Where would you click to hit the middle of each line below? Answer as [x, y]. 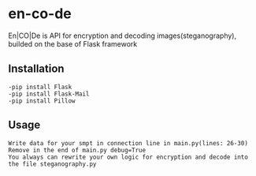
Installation [36, 69]
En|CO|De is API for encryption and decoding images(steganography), [122, 36]
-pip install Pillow [42, 101]
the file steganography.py [52, 164]
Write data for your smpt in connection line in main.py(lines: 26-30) [128, 143]
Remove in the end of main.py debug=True [77, 150]
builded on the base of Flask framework [73, 43]
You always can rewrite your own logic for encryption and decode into [128, 157]
